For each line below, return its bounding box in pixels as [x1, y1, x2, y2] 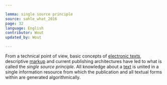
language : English [5, 25, 44, 30]
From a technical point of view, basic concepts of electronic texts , [5, 53, 142, 59]
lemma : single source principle [5, 11, 73, 16]
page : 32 [5, 21, 24, 26]
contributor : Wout [5, 30, 44, 35]
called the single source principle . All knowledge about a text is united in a [5, 63, 159, 69]
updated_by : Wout [5, 35, 42, 40]
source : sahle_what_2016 [5, 16, 57, 21]
